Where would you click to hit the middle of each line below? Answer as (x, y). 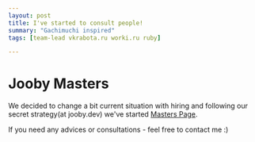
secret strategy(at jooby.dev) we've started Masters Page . (103, 114)
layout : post (30, 15)
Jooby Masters (59, 84)
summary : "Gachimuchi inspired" (61, 30)
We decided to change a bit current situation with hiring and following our (128, 106)
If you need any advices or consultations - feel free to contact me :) (118, 130)
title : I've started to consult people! (76, 23)
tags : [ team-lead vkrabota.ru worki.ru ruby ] (84, 38)
